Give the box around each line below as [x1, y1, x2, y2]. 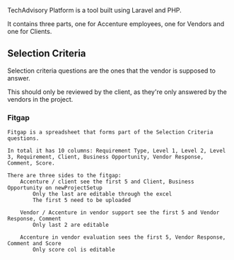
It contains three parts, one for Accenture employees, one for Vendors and [7, 20, 225, 28]
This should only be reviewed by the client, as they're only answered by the [7, 88, 228, 96]
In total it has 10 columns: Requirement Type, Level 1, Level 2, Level [7, 148, 226, 155]
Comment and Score [7, 240, 62, 247]
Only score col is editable [33, 247, 115, 254]
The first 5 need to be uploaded [33, 197, 131, 204]
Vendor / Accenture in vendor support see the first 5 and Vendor [20, 209, 220, 216]
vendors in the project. [7, 95, 74, 103]
